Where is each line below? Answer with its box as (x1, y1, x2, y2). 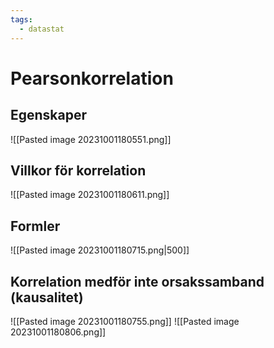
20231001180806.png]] (10, 326, 107, 338)
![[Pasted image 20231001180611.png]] (10, 189, 170, 201)
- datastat (19, 24, 65, 34)
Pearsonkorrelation (10, 67, 174, 90)
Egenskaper (10, 107, 88, 124)
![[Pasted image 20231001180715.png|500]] (10, 244, 190, 256)
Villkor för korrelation (10, 162, 147, 179)
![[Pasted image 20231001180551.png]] (10, 133, 172, 145)
